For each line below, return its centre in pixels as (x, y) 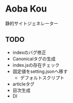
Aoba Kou (26, 9)
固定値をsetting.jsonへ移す (40, 71)
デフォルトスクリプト (42, 78)
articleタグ (23, 84)
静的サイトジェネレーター (32, 23)
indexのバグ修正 (29, 52)
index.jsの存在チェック (36, 65)
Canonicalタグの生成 (34, 59)
